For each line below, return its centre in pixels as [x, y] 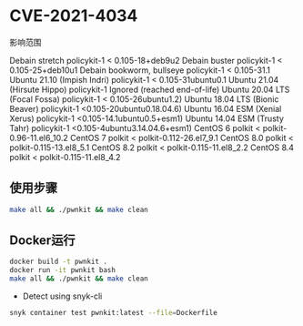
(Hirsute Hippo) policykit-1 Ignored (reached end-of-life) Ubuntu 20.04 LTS [150, 89]
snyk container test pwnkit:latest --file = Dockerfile [114, 313]
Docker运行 [42, 241]
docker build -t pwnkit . [58, 262]
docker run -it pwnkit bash [63, 270]
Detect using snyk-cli [62, 296]
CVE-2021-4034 [74, 16]
